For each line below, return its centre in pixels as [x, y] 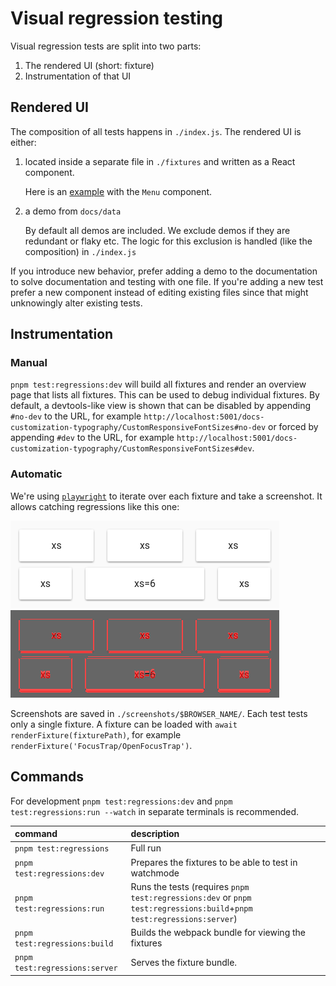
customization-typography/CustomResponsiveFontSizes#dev [131, 449]
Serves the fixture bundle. [184, 962]
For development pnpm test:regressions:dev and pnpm [121, 801]
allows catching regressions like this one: [95, 506]
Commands [47, 777]
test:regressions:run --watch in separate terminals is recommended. [154, 811]
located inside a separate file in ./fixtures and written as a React [160, 161]
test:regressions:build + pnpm [191, 908]
